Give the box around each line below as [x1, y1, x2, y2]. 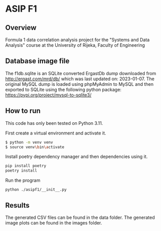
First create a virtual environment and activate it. [5, 130, 106, 136]
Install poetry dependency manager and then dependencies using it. [5, 153, 148, 160]
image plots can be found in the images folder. [5, 219, 102, 226]
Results [5, 201, 30, 210]
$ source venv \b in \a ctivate [5, 144, 65, 150]
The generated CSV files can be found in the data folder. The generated [5, 214, 155, 220]
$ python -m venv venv [5, 140, 53, 145]
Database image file [5, 57, 70, 65]
